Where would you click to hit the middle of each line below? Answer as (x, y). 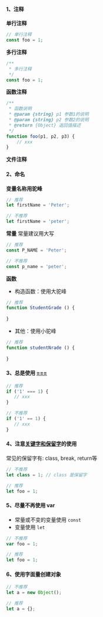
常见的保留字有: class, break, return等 (52, 458)
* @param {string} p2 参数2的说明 (49, 120)
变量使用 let (30, 527)
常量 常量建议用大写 (30, 234)
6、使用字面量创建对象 (34, 574)
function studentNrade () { (41, 348)
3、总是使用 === (26, 373)
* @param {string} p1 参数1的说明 (49, 115)
